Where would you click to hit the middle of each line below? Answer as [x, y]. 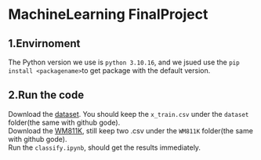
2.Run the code [46, 95]
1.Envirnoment [44, 44]
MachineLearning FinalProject [108, 15]
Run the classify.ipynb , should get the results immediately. [105, 147]
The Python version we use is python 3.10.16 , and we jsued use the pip [124, 62]
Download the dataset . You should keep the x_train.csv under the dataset [129, 114]
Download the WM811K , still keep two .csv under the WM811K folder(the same [130, 130]
